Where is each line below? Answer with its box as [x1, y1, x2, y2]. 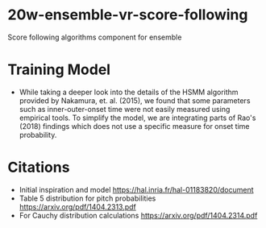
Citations [7, 159, 70, 176]
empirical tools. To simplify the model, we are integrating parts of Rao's [19, 113, 256, 122]
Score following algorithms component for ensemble [7, 32, 182, 42]
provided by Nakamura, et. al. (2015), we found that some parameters [19, 95, 251, 106]
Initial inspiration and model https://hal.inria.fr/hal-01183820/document [19, 184, 255, 194]
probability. [19, 130, 57, 139]
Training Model [7, 60, 110, 79]
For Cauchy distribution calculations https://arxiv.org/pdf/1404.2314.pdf [19, 210, 258, 220]
